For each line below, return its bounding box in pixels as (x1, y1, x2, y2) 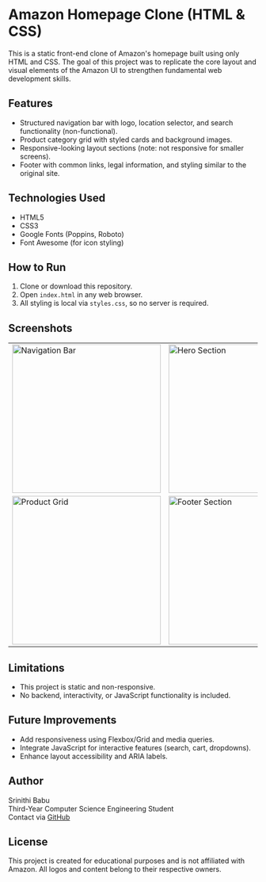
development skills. (8, 74, 71, 83)
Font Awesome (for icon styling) (19, 238, 124, 247)
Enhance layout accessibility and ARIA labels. (19, 751, 168, 761)
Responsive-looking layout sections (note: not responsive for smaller (19, 143, 244, 152)
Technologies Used (8, 192, 105, 205)
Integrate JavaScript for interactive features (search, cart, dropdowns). (19, 743, 252, 752)
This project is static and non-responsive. (19, 682, 156, 691)
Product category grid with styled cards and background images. (19, 135, 233, 144)
